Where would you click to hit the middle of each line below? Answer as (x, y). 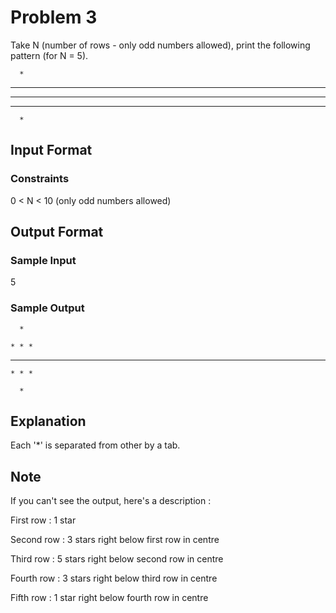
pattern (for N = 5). (49, 55)
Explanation (48, 421)
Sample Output (47, 308)
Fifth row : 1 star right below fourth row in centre (109, 598)
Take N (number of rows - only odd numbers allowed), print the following (160, 45)
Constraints (40, 179)
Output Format (57, 232)
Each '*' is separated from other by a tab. (95, 445)
